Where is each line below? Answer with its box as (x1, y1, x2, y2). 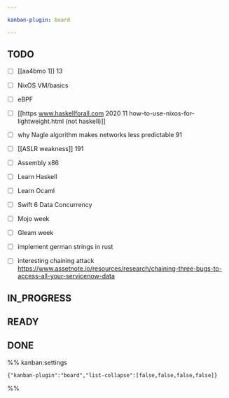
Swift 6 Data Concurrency (17, 201, 92, 208)
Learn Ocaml (17, 186, 55, 194)
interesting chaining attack (17, 257, 95, 265)
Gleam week (17, 229, 54, 237)
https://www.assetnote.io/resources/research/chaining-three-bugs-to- (17, 264, 222, 273)
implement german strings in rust (17, 243, 113, 251)
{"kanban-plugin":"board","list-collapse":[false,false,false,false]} (7, 371, 218, 378)
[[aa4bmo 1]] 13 (17, 67, 63, 76)
